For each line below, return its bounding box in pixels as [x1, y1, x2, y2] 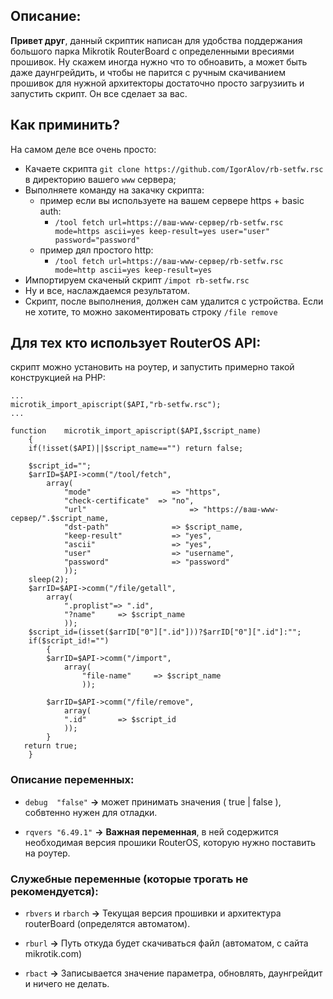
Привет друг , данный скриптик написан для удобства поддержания [10, 34, 303, 46]
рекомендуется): [10, 884, 99, 898]
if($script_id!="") [28, 636, 110, 646]
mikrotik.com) [24, 948, 83, 960]
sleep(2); [28, 575, 70, 585]
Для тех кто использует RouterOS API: [10, 335, 262, 352]
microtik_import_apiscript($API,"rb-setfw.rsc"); [10, 400, 222, 410]
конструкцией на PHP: [10, 372, 106, 384]
